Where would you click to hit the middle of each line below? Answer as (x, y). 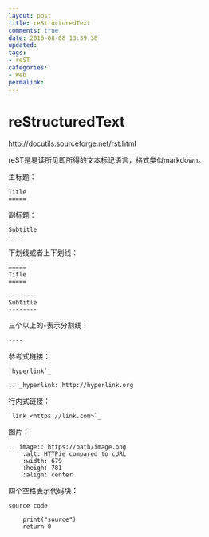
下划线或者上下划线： (43, 253)
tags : (17, 53)
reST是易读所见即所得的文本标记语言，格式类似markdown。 (107, 160)
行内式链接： (29, 401)
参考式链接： (29, 356)
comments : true (34, 30)
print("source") (50, 520)
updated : (23, 45)
